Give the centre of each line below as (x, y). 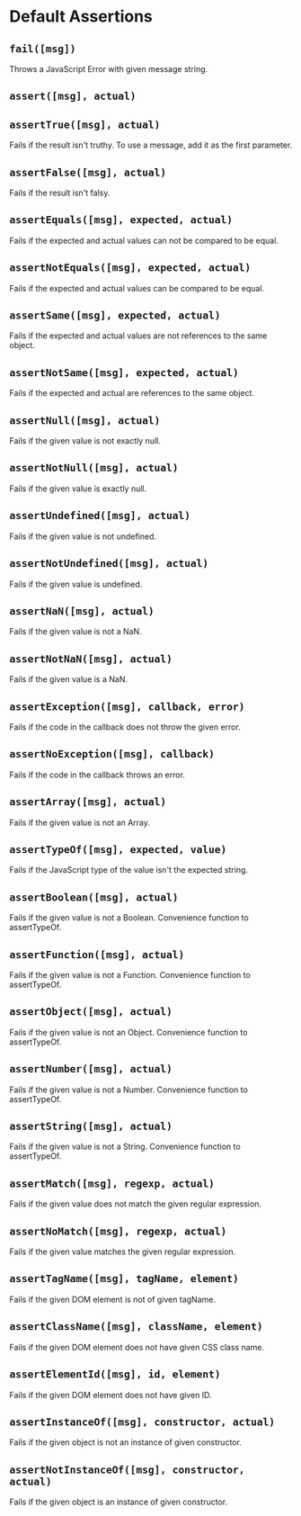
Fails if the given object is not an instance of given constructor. (126, 1442)
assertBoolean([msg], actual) (94, 897)
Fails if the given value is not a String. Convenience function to (125, 1147)
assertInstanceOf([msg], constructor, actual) (142, 1422)
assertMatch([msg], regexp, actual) (112, 1183)
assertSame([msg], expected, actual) (115, 315)
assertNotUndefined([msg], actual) (109, 564)
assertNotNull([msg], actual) (94, 468)
